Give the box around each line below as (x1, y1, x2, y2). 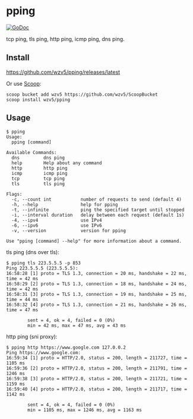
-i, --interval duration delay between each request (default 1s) (11, 212, 185, 218)
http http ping (11, 165, 68, 171)
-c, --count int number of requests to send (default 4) (11, 196, 182, 202)
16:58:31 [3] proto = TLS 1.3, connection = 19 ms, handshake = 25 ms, (6, 291, 187, 297)
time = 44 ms (6, 296, 39, 302)
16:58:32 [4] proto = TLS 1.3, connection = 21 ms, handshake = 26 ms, (6, 302, 187, 308)
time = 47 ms (6, 307, 39, 313)
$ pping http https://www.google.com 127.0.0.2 (6, 344, 126, 351)
